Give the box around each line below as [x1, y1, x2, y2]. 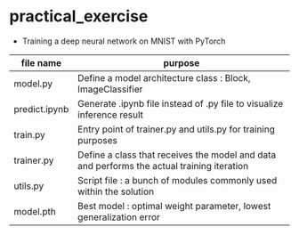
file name [20, 56, 62, 69]
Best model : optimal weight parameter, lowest [77, 199, 271, 212]
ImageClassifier [77, 83, 143, 95]
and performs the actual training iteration [77, 159, 249, 172]
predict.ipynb [13, 102, 69, 115]
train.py [13, 128, 46, 141]
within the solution [77, 185, 154, 198]
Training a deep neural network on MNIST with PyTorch [21, 36, 226, 46]
